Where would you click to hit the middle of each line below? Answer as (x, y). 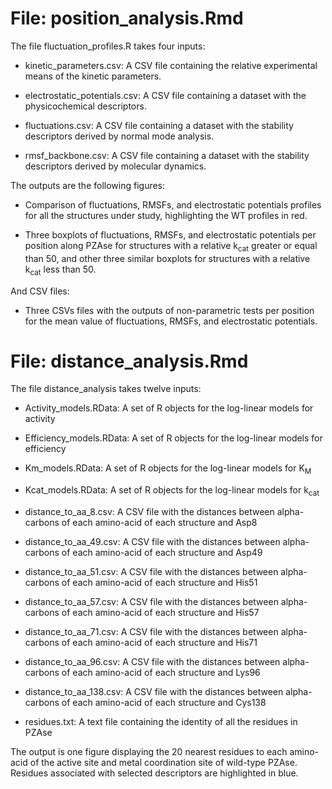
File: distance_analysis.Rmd (129, 361)
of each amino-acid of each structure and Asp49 (162, 553)
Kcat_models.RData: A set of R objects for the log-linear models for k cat (172, 491)
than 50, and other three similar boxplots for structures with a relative (167, 258)
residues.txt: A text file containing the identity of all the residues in (161, 722)
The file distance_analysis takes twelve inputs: (106, 389)
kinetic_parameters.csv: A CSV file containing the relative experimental (171, 65)
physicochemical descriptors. (85, 106)
